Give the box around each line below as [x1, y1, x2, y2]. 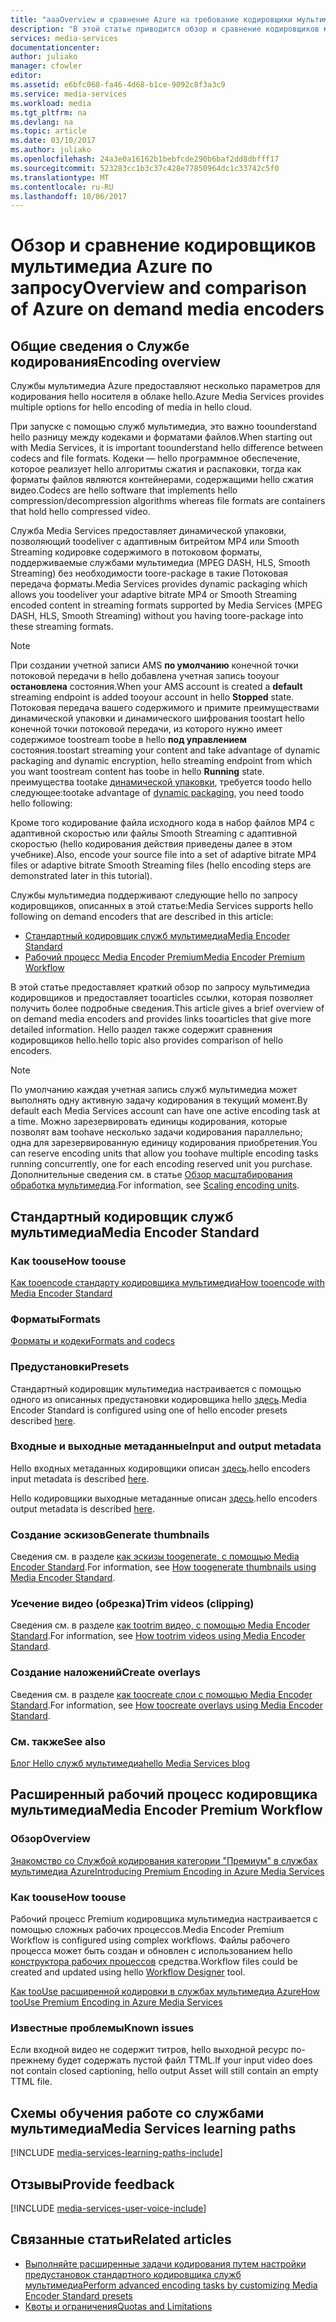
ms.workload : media [10, 98, 92, 108]
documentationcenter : [10, 42, 101, 53]
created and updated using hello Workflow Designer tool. [10, 1966, 246, 1978]
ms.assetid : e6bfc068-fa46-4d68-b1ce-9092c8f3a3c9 [10, 80, 226, 90]
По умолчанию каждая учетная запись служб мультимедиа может [10, 1084, 298, 1096]
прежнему [10, 2054, 55, 2066]
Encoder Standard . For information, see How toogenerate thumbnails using [10, 1561, 317, 1573]
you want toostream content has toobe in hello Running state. [10, 766, 265, 778]
